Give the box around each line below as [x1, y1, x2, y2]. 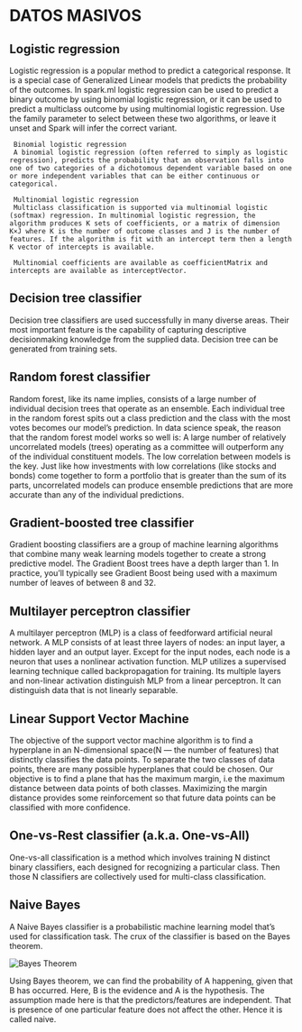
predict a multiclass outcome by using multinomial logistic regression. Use [9, 104, 286, 114]
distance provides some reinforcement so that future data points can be [9, 792, 277, 803]
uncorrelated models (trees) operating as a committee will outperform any [9, 441, 284, 452]
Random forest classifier [9, 370, 151, 385]
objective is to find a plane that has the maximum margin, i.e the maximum [9, 773, 286, 784]
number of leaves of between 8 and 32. [9, 578, 156, 589]
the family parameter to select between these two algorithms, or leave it [9, 114, 277, 123]
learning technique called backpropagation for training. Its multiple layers [9, 666, 281, 677]
